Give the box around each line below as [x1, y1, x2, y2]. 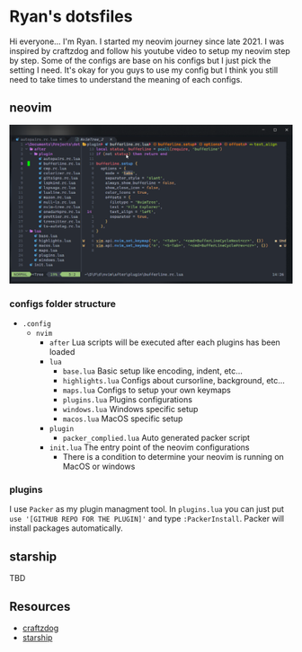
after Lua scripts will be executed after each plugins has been [49, 337, 280, 348]
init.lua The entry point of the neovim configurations [49, 442, 250, 453]
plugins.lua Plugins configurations [62, 394, 193, 405]
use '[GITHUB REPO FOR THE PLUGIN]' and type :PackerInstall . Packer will [9, 514, 285, 524]
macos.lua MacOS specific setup [62, 413, 183, 424]
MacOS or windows [62, 461, 136, 472]
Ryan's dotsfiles [9, 6, 133, 27]
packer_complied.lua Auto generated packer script [62, 433, 250, 444]
